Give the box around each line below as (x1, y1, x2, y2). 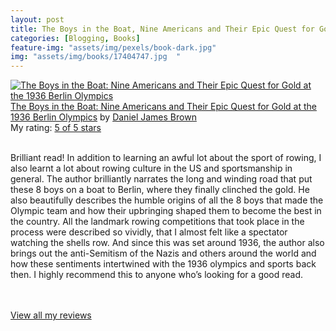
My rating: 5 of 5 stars (10, 122, 102, 134)
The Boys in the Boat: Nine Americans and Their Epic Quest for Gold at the (10, 101, 317, 113)
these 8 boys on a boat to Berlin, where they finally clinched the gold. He (10, 184, 310, 196)
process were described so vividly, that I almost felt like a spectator (10, 226, 288, 238)
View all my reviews (10, 309, 92, 321)
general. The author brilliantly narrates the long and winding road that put (10, 173, 313, 185)
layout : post (10, 14, 65, 25)
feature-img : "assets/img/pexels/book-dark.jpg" (10, 42, 217, 53)
